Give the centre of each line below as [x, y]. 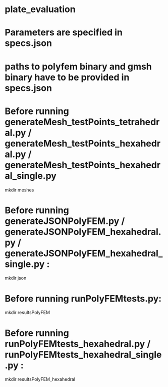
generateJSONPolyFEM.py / [65, 221]
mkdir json [16, 278]
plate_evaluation [40, 9]
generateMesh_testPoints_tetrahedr [82, 122]
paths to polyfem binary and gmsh [78, 66]
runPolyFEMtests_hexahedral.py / [78, 344]
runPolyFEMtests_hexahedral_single [83, 354]
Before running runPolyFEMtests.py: [83, 299]
